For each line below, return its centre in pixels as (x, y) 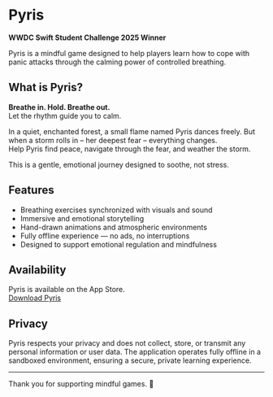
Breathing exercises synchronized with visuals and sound (116, 210)
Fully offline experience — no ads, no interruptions (105, 236)
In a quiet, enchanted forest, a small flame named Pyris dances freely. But (132, 131)
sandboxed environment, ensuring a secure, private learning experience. (130, 360)
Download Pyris (35, 298)
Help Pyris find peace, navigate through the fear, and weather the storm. (130, 149)
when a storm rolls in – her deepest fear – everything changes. (113, 140)
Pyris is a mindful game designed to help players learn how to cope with (129, 53)
